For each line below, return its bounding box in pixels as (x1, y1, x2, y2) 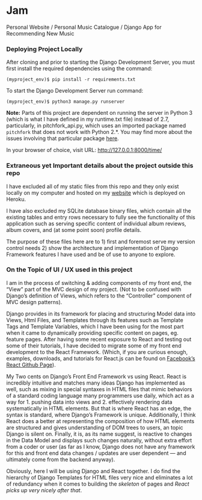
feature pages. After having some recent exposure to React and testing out (6, 335, 192, 343)
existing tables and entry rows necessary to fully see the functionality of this (6, 213, 195, 221)
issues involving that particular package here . (6, 135, 119, 142)
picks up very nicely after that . (6, 486, 82, 493)
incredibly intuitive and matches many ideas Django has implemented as (6, 379, 185, 386)
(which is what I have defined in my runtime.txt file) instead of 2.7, (6, 115, 170, 123)
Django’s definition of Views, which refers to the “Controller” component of (6, 292, 192, 299)
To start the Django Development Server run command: (6, 87, 144, 94)
